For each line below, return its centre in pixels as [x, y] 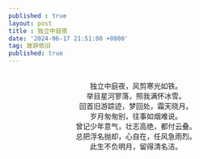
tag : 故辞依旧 [30, 46]
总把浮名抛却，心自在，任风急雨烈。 [136, 136]
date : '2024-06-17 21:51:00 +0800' [68, 38]
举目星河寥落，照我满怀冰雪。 [136, 96]
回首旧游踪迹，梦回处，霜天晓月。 [136, 106]
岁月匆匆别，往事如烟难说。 [136, 116]
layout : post [30, 23]
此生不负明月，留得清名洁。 [136, 146]
